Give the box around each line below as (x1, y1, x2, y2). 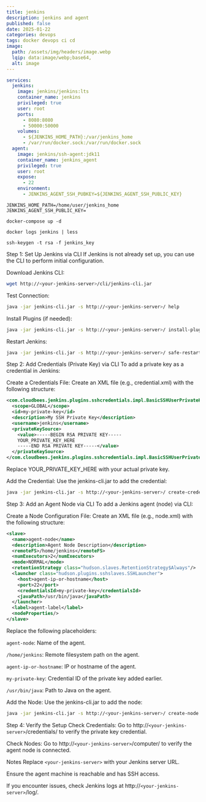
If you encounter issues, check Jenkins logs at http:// (6, 782, 141, 789)
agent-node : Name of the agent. (6, 639, 86, 646)
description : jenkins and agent (6, 15, 89, 21)
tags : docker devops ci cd (6, 37, 75, 44)
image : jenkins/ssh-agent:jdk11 (17, 151, 100, 157)
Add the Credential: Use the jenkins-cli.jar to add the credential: (6, 478, 167, 484)
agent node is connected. (6, 746, 71, 754)
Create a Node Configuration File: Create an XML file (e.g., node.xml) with (6, 512, 193, 519)
